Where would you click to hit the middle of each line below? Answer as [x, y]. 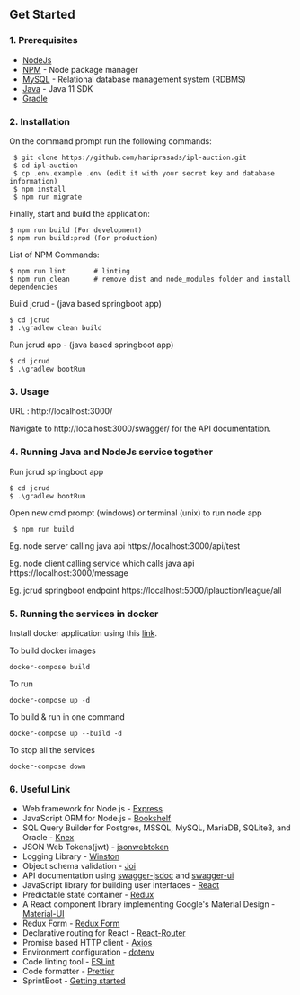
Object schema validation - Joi [79, 866]
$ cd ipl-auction [45, 166]
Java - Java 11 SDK [57, 88]
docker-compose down [48, 766]
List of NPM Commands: [55, 255]
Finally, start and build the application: [79, 213]
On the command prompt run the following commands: [111, 141]
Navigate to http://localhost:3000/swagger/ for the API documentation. [140, 429]
